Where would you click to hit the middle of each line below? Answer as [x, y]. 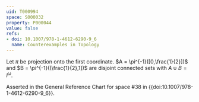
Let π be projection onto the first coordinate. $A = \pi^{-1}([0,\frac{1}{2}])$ [97, 61]
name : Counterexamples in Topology [56, 45]
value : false [22, 28]
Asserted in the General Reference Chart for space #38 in [77, 87]
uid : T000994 [22, 12]
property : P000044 [29, 23]
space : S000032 [25, 17]
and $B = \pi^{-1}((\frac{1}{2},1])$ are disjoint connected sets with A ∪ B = [97, 68]
